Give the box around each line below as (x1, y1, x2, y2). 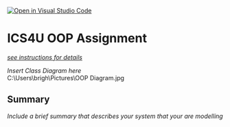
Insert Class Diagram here (7, 66, 82, 75)
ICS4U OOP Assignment (7, 31, 148, 46)
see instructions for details (7, 53, 82, 61)
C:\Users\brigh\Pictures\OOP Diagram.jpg (7, 73, 125, 82)
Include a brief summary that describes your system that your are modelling (7, 112, 223, 120)
